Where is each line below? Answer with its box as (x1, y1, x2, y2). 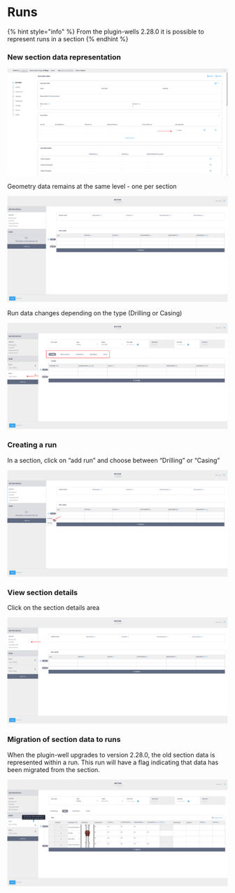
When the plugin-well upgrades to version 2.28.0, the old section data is (7, 750, 215, 759)
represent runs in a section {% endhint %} (7, 34, 129, 43)
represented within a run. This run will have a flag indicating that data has (7, 758, 219, 766)
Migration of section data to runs (7, 735, 121, 745)
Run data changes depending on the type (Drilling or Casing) (7, 309, 183, 317)
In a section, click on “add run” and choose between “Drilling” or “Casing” (7, 456, 220, 464)
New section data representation (7, 52, 121, 62)
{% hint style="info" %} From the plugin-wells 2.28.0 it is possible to (7, 27, 204, 36)
